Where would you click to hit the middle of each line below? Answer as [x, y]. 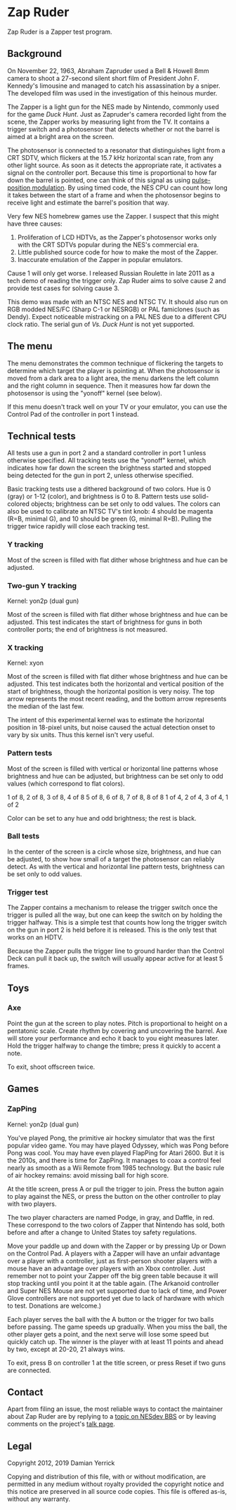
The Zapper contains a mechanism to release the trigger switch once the [112, 908]
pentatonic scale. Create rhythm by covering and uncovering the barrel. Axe [117, 1031]
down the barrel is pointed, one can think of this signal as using [99, 180]
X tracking [25, 647]
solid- [201, 497]
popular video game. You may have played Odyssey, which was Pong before [118, 1145]
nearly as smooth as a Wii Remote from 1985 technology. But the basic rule [116, 1168]
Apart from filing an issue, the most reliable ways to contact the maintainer [115, 1409]
